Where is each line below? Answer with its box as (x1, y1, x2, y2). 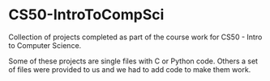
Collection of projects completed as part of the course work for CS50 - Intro (8, 32, 263, 42)
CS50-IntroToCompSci (8, 6, 165, 24)
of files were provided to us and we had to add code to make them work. (8, 64, 251, 74)
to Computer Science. (8, 40, 82, 50)
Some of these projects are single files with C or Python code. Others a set (8, 56, 258, 66)
